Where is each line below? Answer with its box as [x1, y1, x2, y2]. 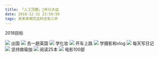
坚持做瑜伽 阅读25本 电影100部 [11, 47, 85, 53]
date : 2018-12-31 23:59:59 [5, 12, 60, 17]
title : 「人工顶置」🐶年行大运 [5, 7, 59, 12]
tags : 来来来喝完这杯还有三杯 [5, 16, 58, 21]
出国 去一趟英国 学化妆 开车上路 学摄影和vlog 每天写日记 [11, 40, 154, 46]
